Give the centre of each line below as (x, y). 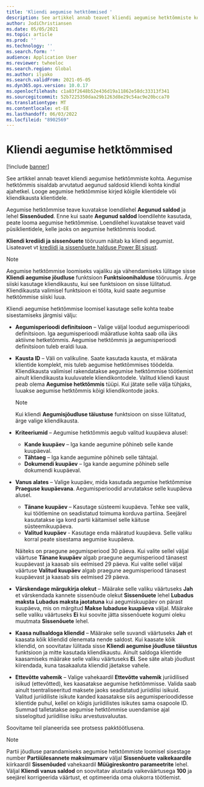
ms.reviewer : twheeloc (35, 63)
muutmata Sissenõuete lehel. (52, 621)
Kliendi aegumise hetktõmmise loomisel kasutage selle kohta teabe (90, 309)
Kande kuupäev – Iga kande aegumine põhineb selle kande (99, 444)
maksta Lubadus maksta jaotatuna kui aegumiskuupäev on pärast (99, 602)
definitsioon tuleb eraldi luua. (51, 347)
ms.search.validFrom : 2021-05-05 (49, 80)
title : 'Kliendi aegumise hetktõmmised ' (59, 12)
